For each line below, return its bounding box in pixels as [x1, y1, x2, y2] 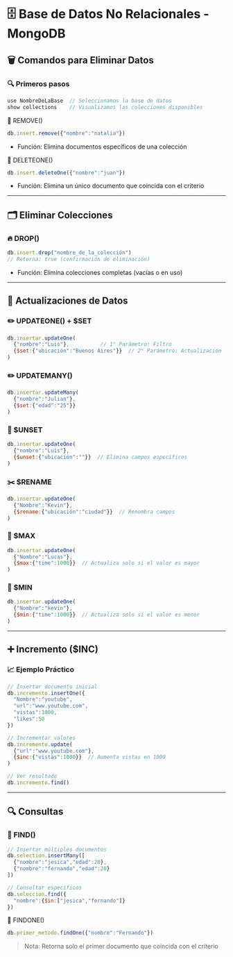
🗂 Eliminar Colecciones [7, 209, 113, 221]
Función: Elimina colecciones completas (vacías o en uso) [17, 268, 183, 276]
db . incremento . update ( [7, 741, 73, 748]
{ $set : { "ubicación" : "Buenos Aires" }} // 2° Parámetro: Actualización [13, 347, 222, 355]
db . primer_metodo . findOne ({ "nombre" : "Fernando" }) [7, 929, 154, 937]
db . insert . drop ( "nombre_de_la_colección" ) [7, 249, 132, 256]
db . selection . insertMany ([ [7, 852, 85, 859]
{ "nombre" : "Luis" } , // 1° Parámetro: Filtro [13, 341, 172, 348]
